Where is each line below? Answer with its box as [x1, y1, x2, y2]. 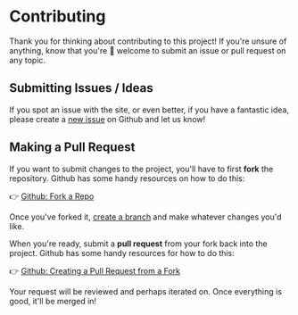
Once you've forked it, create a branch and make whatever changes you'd [9, 211, 283, 222]
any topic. [9, 54, 46, 65]
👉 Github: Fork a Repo [9, 190, 95, 202]
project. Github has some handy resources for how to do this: [9, 247, 235, 258]
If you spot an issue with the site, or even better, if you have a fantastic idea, [9, 104, 290, 115]
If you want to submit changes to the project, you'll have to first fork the [9, 163, 274, 174]
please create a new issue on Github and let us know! [9, 113, 206, 124]
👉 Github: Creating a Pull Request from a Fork [9, 265, 181, 276]
